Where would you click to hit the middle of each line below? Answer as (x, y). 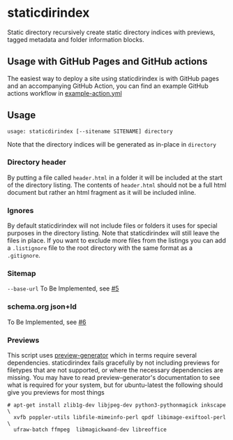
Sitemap (22, 274)
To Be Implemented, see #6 (47, 322)
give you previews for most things (56, 393)
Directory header (37, 162)
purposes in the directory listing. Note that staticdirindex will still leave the (113, 233)
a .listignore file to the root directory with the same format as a (100, 248)
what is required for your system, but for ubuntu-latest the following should (115, 385)
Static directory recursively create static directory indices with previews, (111, 32)
